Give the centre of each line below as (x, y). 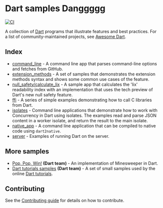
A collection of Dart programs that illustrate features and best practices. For (81, 31)
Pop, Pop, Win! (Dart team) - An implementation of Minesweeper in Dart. (85, 163)
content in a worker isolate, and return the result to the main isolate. (80, 120)
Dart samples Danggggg (55, 9)
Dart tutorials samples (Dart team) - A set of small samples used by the (84, 168)
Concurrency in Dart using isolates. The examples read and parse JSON (84, 115)
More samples (27, 151)
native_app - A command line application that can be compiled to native (84, 126)
